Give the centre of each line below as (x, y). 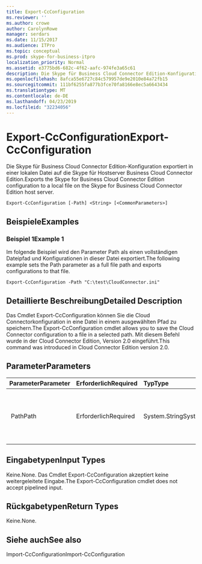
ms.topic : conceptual (33, 51)
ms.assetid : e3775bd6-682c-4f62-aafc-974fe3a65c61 (71, 68)
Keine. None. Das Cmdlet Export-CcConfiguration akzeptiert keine (87, 475)
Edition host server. (30, 192)
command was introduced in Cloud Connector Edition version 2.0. (88, 347)
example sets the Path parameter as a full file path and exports (84, 265)
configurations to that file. (38, 271)
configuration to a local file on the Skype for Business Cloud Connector (94, 186)
